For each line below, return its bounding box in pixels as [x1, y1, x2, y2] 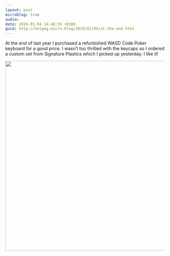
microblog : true [5, 12, 39, 17]
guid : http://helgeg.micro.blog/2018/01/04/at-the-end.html [5, 26, 135, 31]
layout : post [5, 7, 33, 13]
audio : [5, 17, 19, 22]
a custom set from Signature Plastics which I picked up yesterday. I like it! [5, 51, 158, 57]
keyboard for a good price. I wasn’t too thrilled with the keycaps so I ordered [5, 46, 165, 52]
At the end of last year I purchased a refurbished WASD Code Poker [5, 40, 147, 46]
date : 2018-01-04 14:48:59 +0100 [5, 21, 76, 27]
